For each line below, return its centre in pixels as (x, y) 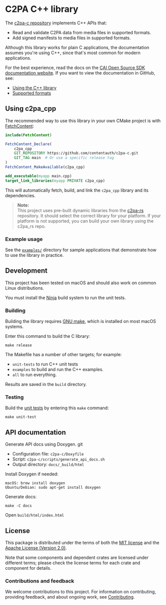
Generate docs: (21, 497)
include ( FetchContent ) (28, 135)
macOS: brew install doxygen (35, 483)
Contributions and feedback (40, 581)
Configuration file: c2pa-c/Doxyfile (48, 454)
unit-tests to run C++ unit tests (45, 364)
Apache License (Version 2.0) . (36, 548)
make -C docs (19, 506)
